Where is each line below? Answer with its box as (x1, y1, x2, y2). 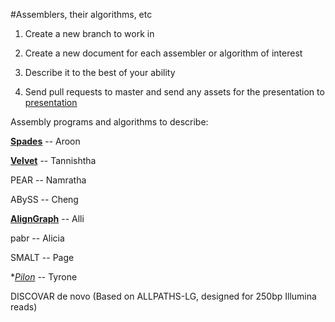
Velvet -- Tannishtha (10, 155, 97, 166)
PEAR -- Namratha (10, 174, 87, 186)
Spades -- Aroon (10, 135, 81, 147)
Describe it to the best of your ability (24, 67, 176, 78)
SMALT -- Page (10, 252, 75, 263)
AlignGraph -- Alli (10, 213, 85, 224)
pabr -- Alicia (10, 232, 65, 244)
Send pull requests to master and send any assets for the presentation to (24, 86, 325, 98)
